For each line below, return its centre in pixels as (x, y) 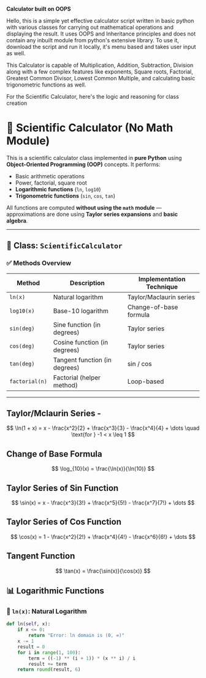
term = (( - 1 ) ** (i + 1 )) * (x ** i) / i (82, 658)
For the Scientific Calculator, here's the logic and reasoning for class (93, 97)
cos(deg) (22, 346)
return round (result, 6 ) (49, 670)
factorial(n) (29, 381)
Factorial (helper (77, 378)
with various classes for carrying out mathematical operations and (90, 27)
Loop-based (146, 381)
